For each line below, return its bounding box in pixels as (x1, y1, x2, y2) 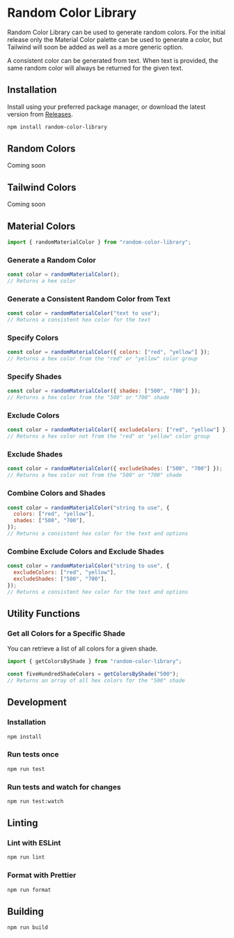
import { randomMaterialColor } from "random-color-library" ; (7, 239, 192, 246)
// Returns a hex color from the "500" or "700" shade (7, 394, 170, 401)
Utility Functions (7, 607, 81, 619)
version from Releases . (7, 110, 73, 118)
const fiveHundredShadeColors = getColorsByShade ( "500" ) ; (7, 671, 179, 678)
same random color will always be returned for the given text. (7, 64, 183, 72)
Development (7, 697, 68, 708)
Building (7, 905, 44, 917)
